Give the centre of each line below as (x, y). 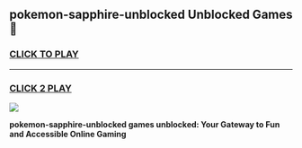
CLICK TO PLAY (44, 55)
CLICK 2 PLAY (40, 88)
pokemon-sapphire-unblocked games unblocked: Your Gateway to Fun (145, 124)
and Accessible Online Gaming (68, 134)
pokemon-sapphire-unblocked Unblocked (129, 15)
